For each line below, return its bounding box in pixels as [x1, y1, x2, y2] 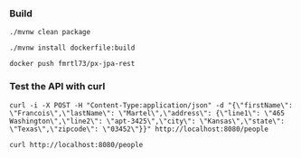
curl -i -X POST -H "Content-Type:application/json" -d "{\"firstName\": [9, 100, 294, 110]
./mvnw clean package [9, 28, 91, 37]
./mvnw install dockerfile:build [9, 43, 136, 52]
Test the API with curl [9, 80, 106, 93]
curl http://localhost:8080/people [9, 140, 144, 149]
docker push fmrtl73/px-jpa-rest [9, 60, 136, 69]
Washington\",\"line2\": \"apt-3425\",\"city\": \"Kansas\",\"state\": [9, 116, 285, 125]
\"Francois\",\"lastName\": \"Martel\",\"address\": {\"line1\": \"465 [9, 108, 285, 117]
